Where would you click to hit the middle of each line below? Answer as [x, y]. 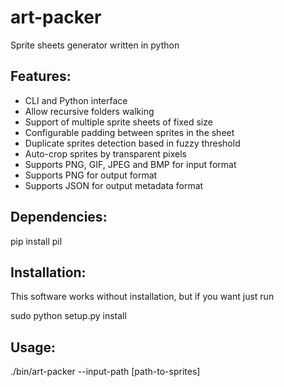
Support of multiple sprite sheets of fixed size [118, 122]
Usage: [33, 347]
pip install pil [36, 241]
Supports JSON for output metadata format [114, 185]
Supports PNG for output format [91, 175]
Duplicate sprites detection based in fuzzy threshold [132, 143]
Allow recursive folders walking [89, 111]
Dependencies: [59, 217]
